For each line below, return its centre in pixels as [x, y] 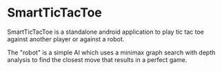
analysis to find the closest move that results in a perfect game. [97, 59]
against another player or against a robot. [66, 39]
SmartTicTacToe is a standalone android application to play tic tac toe [106, 32]
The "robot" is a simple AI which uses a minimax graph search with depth [111, 52]
